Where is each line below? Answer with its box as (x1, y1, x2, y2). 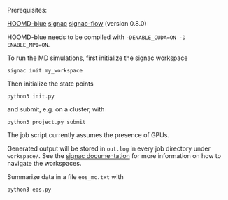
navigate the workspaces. (7, 160, 82, 167)
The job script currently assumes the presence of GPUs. (7, 131, 170, 139)
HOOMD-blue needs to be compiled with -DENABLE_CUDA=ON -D (7, 33, 186, 41)
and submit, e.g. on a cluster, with (7, 105, 105, 114)
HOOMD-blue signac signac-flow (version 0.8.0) (7, 20, 147, 27)
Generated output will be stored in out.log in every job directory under (7, 144, 211, 153)
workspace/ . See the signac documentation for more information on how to (7, 152, 222, 160)
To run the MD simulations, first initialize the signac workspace (7, 54, 188, 62)
